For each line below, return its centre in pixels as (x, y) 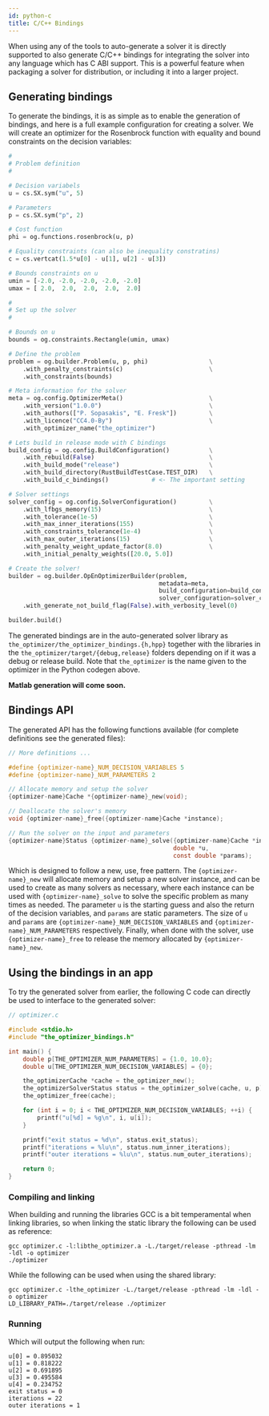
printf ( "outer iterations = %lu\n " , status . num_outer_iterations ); (137, 1155)
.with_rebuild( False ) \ (118, 458)
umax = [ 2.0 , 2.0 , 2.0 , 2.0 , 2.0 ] (75, 288)
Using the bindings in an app (81, 972)
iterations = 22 (35, 1398)
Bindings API (41, 710)
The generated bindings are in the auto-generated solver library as (118, 635)
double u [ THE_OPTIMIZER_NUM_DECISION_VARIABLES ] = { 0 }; (118, 1066)
